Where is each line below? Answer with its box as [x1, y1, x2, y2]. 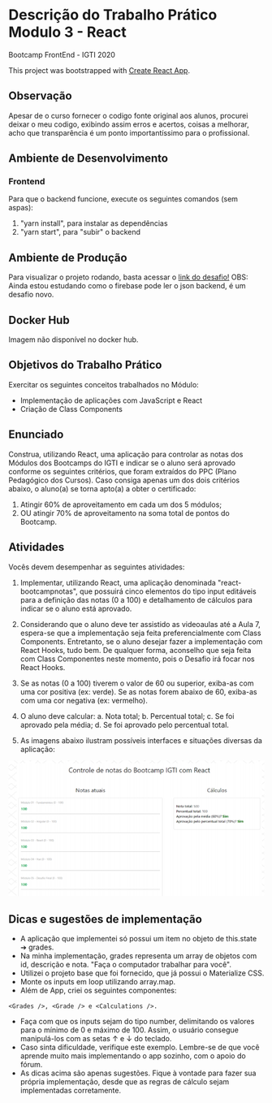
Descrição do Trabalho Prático [8, 6, 218, 24]
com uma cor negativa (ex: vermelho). [19, 695, 148, 705]
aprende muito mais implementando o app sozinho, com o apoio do [19, 1051, 246, 1061]
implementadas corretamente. [19, 1086, 122, 1096]
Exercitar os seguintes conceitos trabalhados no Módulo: [8, 379, 199, 389]
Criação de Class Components [19, 404, 123, 413]
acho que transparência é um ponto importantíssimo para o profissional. [8, 128, 250, 137]
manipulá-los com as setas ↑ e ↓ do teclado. [19, 1034, 172, 1044]
